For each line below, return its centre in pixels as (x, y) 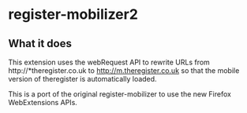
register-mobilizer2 (73, 15)
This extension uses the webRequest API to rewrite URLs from (109, 62)
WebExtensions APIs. (43, 102)
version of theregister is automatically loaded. (82, 79)
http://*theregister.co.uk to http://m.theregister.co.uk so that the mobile (124, 71)
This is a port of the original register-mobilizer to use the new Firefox (120, 94)
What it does (40, 44)
